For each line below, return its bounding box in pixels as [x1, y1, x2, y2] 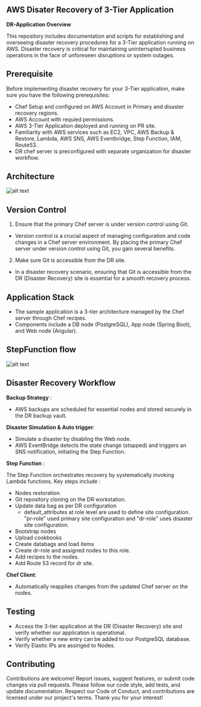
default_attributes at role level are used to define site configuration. [23, 508, 190, 515]
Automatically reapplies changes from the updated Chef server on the [14, 583, 188, 590]
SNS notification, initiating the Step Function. [14, 448, 126, 455]
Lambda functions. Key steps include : [6, 478, 101, 485]
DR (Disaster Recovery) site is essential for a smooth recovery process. [14, 275, 191, 282]
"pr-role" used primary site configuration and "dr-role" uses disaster [23, 515, 193, 522]
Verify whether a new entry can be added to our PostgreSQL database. [14, 635, 191, 642]
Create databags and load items [14, 540, 94, 547]
